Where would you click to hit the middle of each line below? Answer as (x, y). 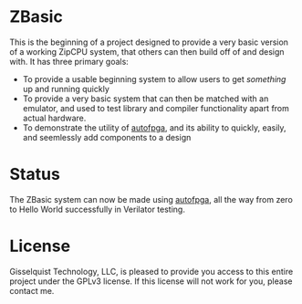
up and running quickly (66, 89)
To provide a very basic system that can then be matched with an (146, 99)
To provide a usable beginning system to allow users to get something (154, 79)
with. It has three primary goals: (69, 61)
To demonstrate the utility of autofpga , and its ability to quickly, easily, (154, 127)
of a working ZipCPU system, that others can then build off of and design (147, 51)
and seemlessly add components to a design (107, 137)
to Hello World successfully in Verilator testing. (97, 209)
